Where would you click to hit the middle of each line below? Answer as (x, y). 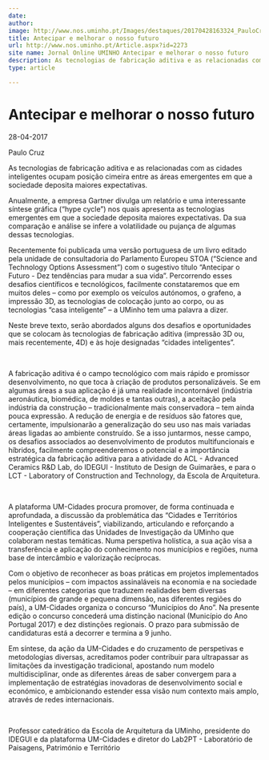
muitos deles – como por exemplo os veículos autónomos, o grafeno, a (125, 293)
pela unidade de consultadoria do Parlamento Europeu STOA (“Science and (133, 258)
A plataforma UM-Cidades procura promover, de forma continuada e (121, 507)
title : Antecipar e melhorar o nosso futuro (84, 38)
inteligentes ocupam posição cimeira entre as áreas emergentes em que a (130, 176)
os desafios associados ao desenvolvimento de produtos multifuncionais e (131, 441)
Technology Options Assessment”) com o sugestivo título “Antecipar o (124, 267)
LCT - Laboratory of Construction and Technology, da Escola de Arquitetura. (134, 475)
